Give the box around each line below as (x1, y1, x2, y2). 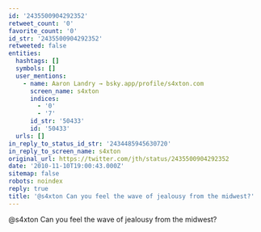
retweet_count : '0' (8, 19, 74, 27)
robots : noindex (8, 177, 63, 186)
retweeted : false (8, 42, 67, 50)
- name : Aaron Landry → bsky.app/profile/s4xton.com (23, 79, 204, 87)
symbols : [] (15, 65, 57, 73)
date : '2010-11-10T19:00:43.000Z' (8, 162, 125, 171)
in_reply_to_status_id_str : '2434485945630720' (8, 139, 172, 148)
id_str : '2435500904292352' (8, 34, 103, 43)
